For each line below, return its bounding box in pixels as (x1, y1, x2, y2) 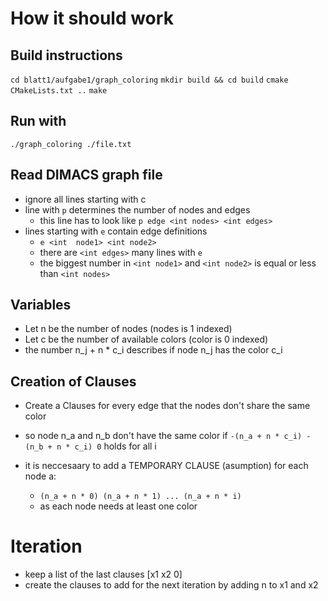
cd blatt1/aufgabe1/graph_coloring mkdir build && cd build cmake (10, 75, 289, 85)
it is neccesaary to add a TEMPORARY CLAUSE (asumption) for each (24, 460, 309, 472)
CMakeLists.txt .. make (10, 86, 108, 96)
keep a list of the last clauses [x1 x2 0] (24, 568, 183, 581)
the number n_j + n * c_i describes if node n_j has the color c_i (24, 344, 283, 356)
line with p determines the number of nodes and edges (24, 203, 251, 216)
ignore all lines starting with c (24, 193, 147, 205)
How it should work (10, 7, 174, 30)
